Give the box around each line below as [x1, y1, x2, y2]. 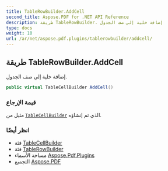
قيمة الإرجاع [6, 98, 36, 106]
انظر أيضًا [6, 126, 30, 134]
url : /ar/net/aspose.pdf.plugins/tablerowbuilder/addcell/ [6, 36, 153, 42]
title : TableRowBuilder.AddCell [6, 8, 85, 15]
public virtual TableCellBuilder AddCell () [6, 84, 114, 90]
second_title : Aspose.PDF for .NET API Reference [6, 14, 129, 20]
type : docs [6, 25, 33, 31]
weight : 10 [6, 30, 33, 36]
